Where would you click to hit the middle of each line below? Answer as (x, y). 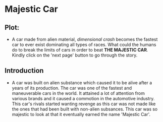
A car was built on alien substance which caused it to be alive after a (82, 82)
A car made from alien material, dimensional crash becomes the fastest (85, 39)
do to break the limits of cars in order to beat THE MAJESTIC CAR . (80, 50)
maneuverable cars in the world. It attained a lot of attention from (78, 93)
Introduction (24, 71)
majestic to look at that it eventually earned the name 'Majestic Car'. (81, 114)
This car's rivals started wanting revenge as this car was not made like (84, 104)
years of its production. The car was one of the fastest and (72, 88)
